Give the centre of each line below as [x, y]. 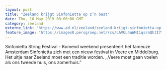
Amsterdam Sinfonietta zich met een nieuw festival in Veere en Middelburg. [82, 52]
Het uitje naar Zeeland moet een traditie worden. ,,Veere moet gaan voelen [82, 57]
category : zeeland [24, 23]
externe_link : [20, 28]
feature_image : [21, 33]
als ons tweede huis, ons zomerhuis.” [43, 62]
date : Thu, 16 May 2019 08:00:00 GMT [44, 19]
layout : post [19, 10]
